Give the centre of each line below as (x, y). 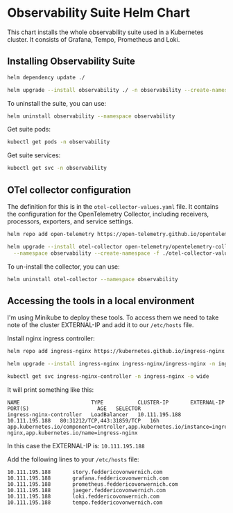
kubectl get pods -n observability (59, 142)
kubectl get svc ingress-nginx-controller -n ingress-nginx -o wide (108, 377)
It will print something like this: (51, 389)
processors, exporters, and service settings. (70, 221)
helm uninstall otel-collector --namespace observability (93, 279)
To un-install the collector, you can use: (63, 267)
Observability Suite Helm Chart (99, 13)
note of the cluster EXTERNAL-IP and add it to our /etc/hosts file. (101, 325)
